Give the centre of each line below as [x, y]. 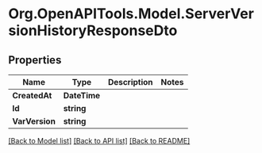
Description [130, 82]
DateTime [82, 96]
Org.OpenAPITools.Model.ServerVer [131, 14]
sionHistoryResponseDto [93, 31]
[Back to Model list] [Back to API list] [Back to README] [99, 141]
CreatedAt [32, 96]
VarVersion [34, 121]
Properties [35, 60]
